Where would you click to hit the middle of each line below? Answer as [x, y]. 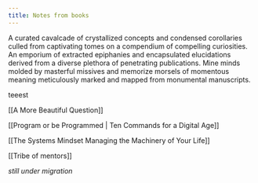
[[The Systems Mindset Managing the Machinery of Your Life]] [109, 140]
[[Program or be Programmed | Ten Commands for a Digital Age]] [114, 125]
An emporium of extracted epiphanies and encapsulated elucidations [120, 54]
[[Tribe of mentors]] [40, 156]
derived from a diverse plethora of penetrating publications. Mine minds [124, 63]
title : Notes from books [49, 15]
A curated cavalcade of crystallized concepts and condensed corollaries [125, 38]
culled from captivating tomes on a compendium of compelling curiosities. [128, 46]
